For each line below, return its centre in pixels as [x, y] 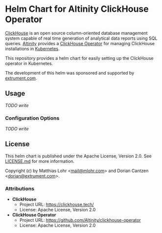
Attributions [20, 188]
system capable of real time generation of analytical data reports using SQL [81, 38]
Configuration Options [32, 118]
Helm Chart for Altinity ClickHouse [77, 9]
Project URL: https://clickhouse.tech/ [57, 205]
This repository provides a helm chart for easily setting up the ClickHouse [79, 58]
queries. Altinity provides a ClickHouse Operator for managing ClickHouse [80, 43]
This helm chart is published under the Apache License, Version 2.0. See [78, 156]
